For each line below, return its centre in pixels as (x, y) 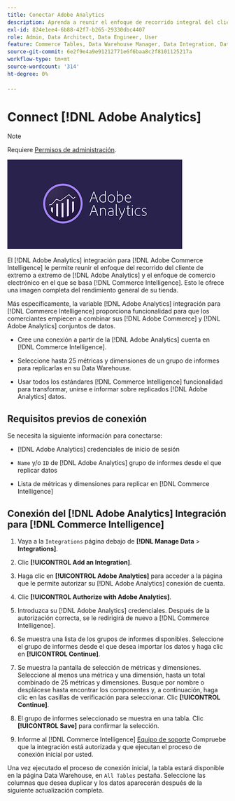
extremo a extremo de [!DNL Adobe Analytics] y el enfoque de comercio (111, 275)
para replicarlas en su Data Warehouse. (74, 368)
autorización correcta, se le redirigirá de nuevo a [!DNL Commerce (113, 618)
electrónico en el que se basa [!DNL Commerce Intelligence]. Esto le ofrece (116, 283)
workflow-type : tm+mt (39, 60)
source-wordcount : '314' (43, 67)
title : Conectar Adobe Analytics (56, 15)
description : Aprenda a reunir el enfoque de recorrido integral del (111, 22)
